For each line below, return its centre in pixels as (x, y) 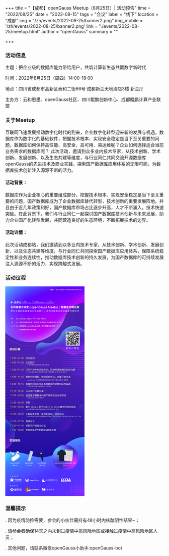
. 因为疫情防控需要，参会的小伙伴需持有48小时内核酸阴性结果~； (72, 520)
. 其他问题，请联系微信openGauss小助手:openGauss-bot (64, 548)
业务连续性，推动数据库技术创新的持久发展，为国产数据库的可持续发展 (91, 257)
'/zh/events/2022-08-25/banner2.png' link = (52, 26)
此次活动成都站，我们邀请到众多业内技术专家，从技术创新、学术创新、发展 (82, 245)
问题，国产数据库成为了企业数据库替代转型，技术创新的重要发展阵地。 (87, 201)
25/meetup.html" (23, 32)
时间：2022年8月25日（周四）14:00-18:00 (49, 78)
